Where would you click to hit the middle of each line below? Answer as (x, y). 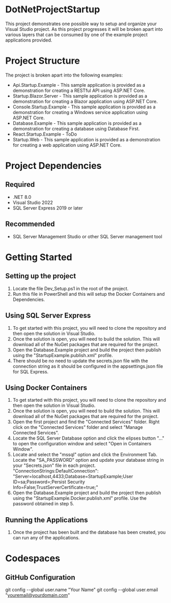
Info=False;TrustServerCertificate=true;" (55, 487)
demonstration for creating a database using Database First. (76, 128)
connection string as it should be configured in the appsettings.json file (88, 366)
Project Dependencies (54, 166)
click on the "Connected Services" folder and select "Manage (78, 427)
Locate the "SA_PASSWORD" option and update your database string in (88, 460)
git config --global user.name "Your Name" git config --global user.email (82, 590)
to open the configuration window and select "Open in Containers (82, 444)
